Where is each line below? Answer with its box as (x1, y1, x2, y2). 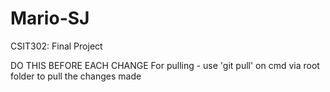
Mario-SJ (10, 7, 90, 30)
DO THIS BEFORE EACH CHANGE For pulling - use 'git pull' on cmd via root (10, 59, 320, 71)
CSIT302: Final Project (10, 40, 103, 52)
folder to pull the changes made (10, 70, 142, 82)
